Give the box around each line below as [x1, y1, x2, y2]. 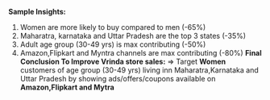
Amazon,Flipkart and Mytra [19, 82, 114, 92]
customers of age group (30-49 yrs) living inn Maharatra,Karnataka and [19, 65, 260, 75]
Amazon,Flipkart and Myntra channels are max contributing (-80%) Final [19, 48, 262, 57]
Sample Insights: [8, 7, 66, 16]
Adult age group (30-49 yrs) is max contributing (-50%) [19, 40, 206, 49]
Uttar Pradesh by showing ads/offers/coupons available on [19, 74, 216, 83]
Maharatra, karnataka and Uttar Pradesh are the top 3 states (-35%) [19, 31, 247, 40]
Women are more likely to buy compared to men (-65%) [19, 23, 206, 31]
